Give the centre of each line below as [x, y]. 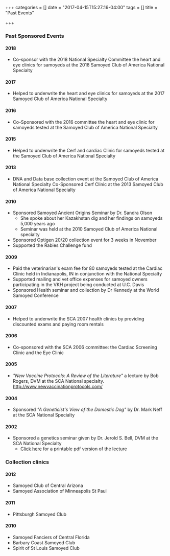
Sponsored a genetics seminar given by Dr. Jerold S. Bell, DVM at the [85, 438]
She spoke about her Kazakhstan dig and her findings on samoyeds [91, 218]
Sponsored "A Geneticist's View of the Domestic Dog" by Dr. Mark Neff [87, 410]
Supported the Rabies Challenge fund [52, 245]
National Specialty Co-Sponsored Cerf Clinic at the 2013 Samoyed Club [88, 184]
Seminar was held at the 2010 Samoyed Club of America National [89, 229]
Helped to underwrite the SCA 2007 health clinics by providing [78, 318]
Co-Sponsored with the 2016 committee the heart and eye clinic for [83, 122]
